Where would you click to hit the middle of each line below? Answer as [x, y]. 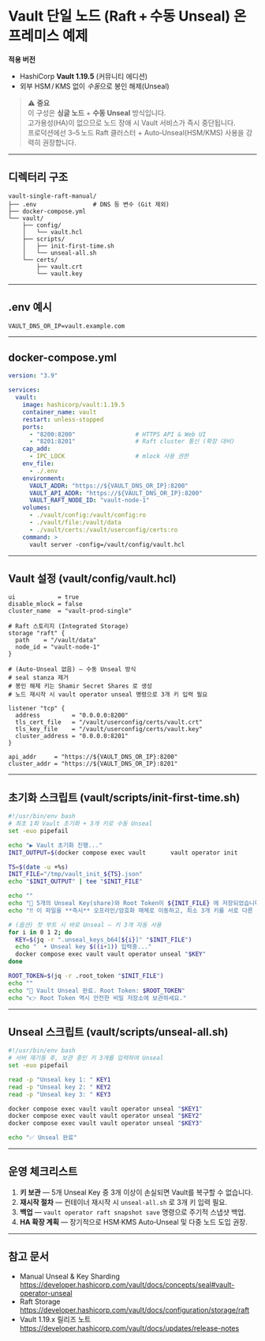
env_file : [39, 464]
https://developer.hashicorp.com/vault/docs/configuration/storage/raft [134, 1309]
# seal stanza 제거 [39, 678]
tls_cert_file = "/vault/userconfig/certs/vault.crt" [109, 722]
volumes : [37, 508]
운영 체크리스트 [43, 1172]
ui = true [44, 597]
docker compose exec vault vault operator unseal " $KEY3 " [105, 1123]
